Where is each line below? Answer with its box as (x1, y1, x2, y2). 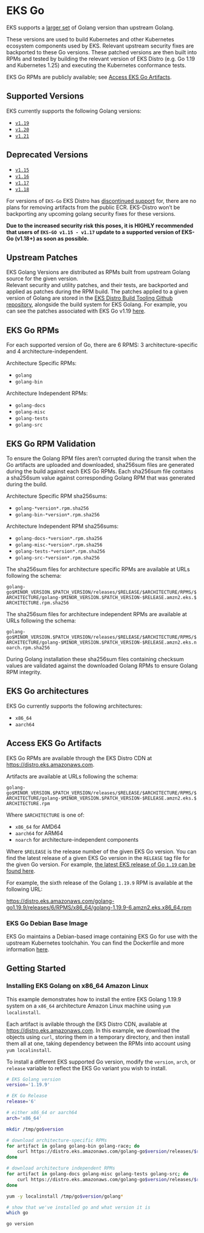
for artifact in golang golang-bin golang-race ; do (6, 1143, 140, 1149)
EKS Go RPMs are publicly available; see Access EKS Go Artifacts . (6, 73, 172, 80)
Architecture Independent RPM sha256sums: (6, 522, 119, 530)
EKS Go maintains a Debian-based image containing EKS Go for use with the (6, 933, 198, 940)
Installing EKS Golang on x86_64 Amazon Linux (6, 982, 149, 990)
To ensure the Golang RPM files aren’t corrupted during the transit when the (6, 455, 196, 462)
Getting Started (6, 964, 66, 974)
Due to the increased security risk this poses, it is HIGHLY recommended (6, 222, 194, 229)
